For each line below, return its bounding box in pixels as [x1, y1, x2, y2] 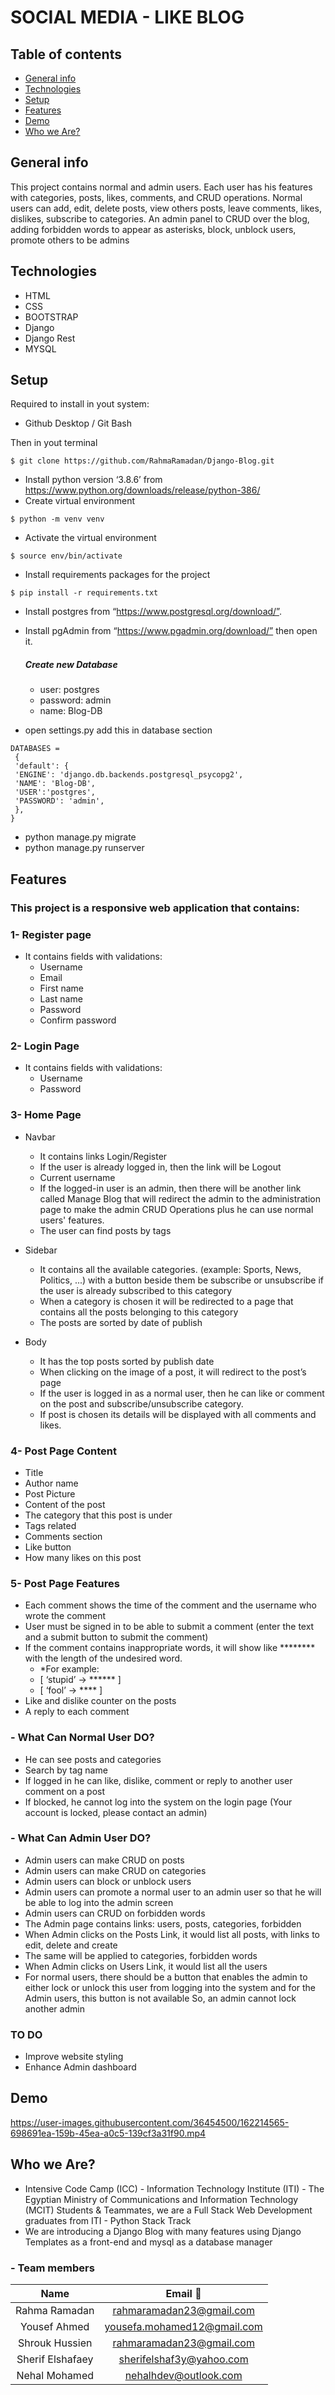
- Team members [10, 2261, 95, 2275]
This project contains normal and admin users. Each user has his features [10, 181, 313, 193]
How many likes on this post [24, 1551, 142, 1563]
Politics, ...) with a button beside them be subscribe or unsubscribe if [39, 1274, 325, 1286]
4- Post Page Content [10, 1444, 118, 1458]
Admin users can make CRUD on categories [24, 1864, 207, 1876]
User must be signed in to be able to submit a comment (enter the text [24, 1621, 315, 1633]
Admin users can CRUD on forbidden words [24, 1907, 206, 1919]
